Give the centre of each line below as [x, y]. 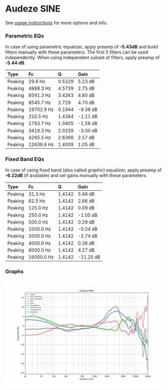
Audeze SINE [33, 9]
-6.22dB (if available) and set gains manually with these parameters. [76, 176]
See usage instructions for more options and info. [57, 23]
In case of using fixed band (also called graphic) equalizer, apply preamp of [83, 170]
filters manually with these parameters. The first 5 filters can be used [77, 52]
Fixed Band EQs [25, 159]
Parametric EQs [25, 36]
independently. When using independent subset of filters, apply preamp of [82, 58]
